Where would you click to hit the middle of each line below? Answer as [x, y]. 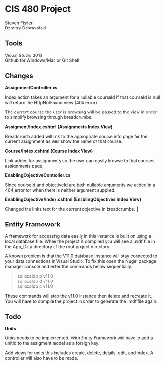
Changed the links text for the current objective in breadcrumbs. [70, 209]
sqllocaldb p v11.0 [35, 276]
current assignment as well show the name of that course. [64, 141]
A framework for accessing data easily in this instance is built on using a [78, 236]
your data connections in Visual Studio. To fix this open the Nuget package [81, 261]
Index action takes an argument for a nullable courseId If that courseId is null [82, 97]
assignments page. [24, 166]
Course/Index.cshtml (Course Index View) [49, 151]
